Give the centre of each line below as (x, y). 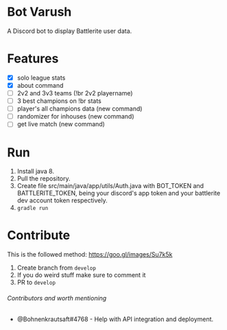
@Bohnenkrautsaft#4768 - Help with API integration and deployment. (115, 319)
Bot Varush (39, 12)
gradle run (33, 209)
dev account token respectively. (62, 200)
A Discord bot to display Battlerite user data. (70, 31)
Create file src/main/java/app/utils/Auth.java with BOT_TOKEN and (110, 186)
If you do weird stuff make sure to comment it (81, 275)
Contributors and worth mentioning (57, 298)
